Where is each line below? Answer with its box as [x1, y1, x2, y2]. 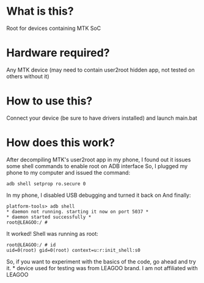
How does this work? [6, 136, 115, 149]
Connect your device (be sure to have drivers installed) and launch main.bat [6, 114, 197, 122]
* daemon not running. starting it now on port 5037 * [6, 208, 149, 215]
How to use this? [6, 94, 93, 108]
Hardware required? [6, 46, 110, 60]
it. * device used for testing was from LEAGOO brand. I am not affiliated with [6, 264, 198, 271]
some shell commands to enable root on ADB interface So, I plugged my [6, 162, 188, 169]
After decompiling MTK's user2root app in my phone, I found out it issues [6, 156, 191, 163]
